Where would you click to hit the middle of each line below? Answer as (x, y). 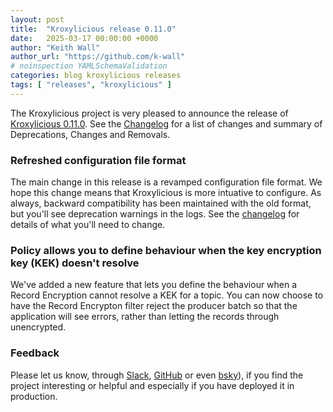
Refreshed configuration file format (98, 160)
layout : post (37, 19)
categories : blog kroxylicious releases (96, 76)
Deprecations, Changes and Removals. (90, 134)
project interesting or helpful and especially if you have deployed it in (152, 385)
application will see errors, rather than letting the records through (145, 317)
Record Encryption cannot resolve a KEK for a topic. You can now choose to (167, 295)
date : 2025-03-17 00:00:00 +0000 (84, 38)
